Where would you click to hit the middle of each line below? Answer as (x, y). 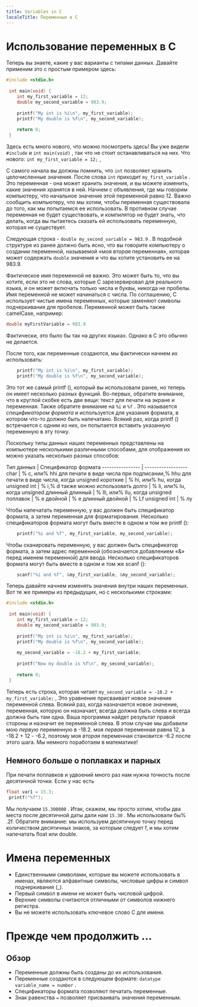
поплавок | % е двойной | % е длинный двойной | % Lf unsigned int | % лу (99, 498)
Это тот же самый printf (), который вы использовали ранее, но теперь (96, 387)
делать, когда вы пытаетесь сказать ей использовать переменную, (92, 221)
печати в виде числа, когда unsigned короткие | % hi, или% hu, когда (94, 479)
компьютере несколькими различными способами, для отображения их (98, 449)
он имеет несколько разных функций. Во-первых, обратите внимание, (95, 393)
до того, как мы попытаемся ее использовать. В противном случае (91, 209)
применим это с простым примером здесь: (61, 69)
